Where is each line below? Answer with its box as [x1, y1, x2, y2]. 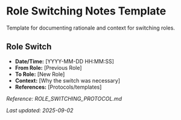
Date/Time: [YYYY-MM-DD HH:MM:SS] [14, 57, 115, 65]
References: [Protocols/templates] [14, 83, 102, 90]
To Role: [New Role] [14, 71, 65, 78]
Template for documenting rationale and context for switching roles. [6, 24, 175, 31]
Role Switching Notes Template [6, 4, 167, 18]
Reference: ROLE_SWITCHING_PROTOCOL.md [6, 95, 122, 102]
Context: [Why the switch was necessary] [14, 77, 121, 84]
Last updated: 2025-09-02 [6, 107, 74, 114]
